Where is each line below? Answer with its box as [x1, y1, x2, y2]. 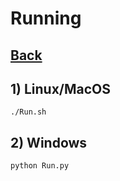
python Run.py [10, 161, 70, 171]
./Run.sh [10, 107, 47, 117]
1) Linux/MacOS [10, 80, 112, 97]
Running [10, 7, 82, 30]
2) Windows [10, 134, 88, 151]
